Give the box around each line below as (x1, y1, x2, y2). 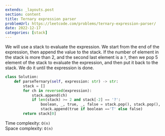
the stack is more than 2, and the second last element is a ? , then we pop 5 (5, 54, 158, 60)
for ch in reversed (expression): (23, 88, 92, 93)
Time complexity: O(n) (5, 120, 51, 126)
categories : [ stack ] (5, 30, 48, 35)
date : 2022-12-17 (5, 26, 41, 31)
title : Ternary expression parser (5, 16, 77, 21)
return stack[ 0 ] (23, 111, 56, 116)
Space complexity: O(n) (5, 125, 54, 131)
